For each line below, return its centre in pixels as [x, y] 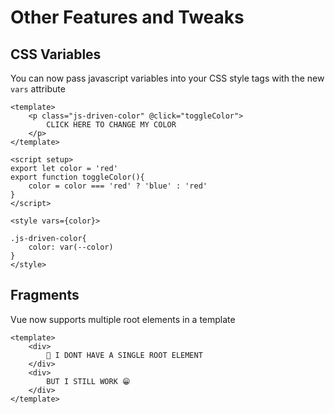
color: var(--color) [71, 247]
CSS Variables [56, 54]
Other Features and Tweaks [127, 17]
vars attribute [38, 89]
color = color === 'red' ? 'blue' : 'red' [118, 186]
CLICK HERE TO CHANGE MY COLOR [111, 125]
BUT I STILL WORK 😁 [88, 381]
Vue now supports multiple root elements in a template [123, 319]
